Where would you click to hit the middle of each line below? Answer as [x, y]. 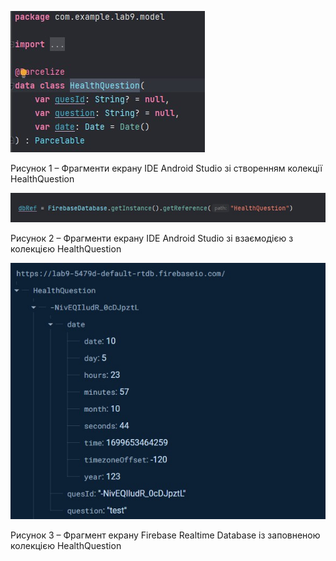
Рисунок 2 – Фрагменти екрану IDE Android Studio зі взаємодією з [152, 238]
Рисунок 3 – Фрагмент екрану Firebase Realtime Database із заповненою [165, 535]
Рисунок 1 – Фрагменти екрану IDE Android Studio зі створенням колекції [166, 168]
